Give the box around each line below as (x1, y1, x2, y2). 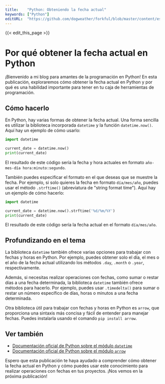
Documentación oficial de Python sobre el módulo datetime (12, 343, 133, 349)
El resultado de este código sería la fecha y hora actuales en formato (5, 159, 145, 165)
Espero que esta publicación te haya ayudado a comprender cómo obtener (5, 358, 157, 363)
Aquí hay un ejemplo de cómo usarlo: (5, 128, 81, 134)
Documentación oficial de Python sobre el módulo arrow (12, 348, 126, 354)
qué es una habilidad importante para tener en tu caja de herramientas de (5, 84, 154, 90)
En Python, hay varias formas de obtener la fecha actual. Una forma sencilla (5, 117, 159, 123)
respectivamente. (5, 265, 41, 271)
